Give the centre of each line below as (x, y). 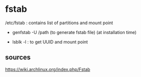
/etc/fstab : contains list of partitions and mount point (59, 23)
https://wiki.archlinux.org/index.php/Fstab (48, 69)
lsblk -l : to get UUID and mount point (50, 42)
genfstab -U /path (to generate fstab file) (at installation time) (74, 32)
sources (18, 58)
